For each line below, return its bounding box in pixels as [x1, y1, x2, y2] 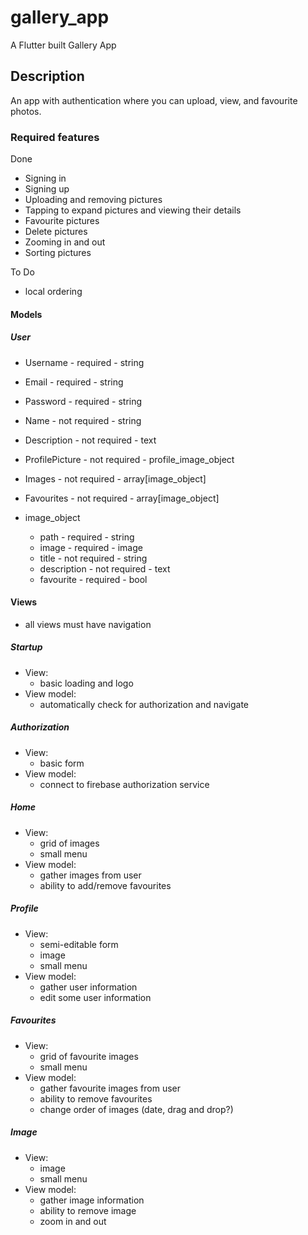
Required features [10, 130, 100, 144]
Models [10, 308, 43, 320]
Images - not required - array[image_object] [24, 472, 207, 485]
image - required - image [39, 541, 143, 553]
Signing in [24, 172, 67, 185]
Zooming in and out [24, 236, 106, 248]
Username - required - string [24, 356, 145, 368]
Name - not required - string [24, 414, 142, 426]
